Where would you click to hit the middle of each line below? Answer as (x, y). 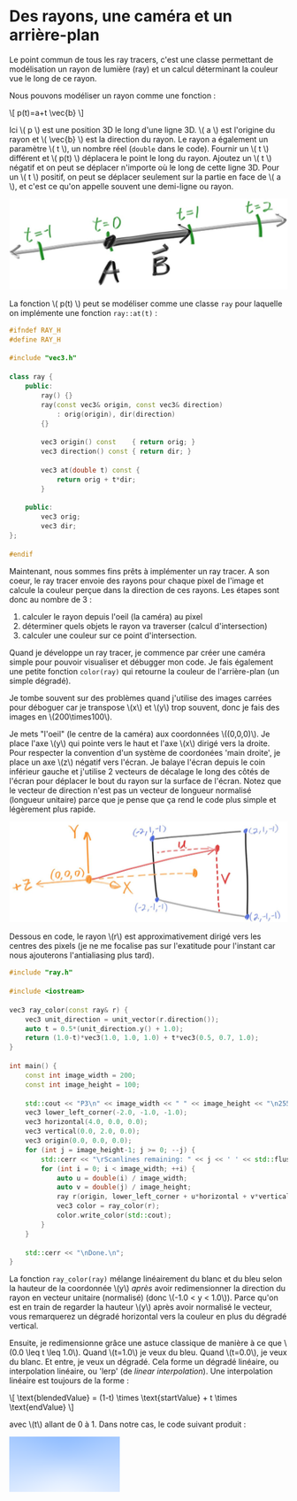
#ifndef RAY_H (35, 330)
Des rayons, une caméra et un (121, 16)
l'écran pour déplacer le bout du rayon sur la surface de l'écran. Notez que (145, 781)
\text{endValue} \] (42, 1407)
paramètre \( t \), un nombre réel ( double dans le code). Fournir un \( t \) (139, 149)
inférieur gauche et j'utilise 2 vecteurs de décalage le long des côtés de (140, 771)
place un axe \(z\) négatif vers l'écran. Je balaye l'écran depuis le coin (137, 762)
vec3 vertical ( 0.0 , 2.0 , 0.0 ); (83, 1132)
